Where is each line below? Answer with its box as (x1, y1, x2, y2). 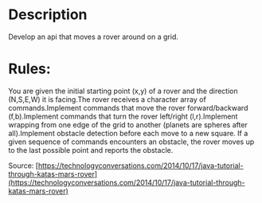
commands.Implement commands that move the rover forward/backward (8, 103, 248, 112)
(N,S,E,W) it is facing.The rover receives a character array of (8, 94, 207, 104)
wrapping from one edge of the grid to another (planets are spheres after (8, 119, 248, 129)
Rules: (8, 60, 52, 78)
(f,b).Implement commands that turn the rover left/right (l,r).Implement (8, 111, 238, 121)
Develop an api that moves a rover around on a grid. (8, 32, 179, 41)
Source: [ (8, 161, 38, 170)
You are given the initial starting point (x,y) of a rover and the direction (8, 86, 238, 96)
